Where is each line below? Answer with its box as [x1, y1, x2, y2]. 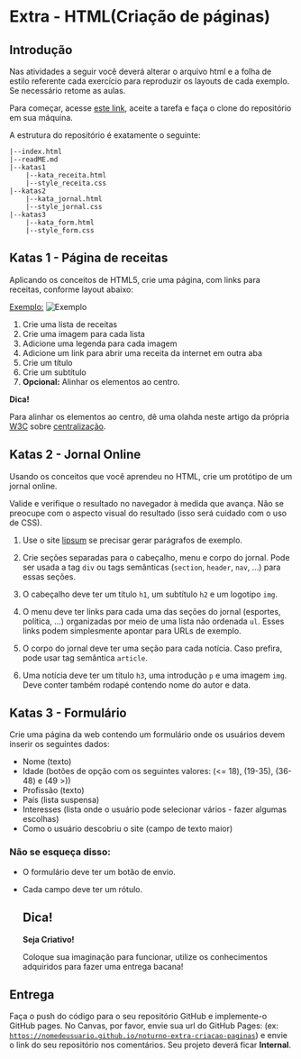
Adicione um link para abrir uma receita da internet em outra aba [22, 347, 263, 358]
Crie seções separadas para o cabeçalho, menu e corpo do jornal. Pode [22, 552, 290, 562]
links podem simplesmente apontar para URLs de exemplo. [22, 625, 242, 636]
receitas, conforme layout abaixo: [9, 284, 133, 295]
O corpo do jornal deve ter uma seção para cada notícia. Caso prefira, [22, 643, 283, 653]
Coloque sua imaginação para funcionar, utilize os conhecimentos [22, 951, 269, 962]
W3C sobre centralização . [9, 421, 106, 432]
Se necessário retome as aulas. [9, 86, 126, 96]
